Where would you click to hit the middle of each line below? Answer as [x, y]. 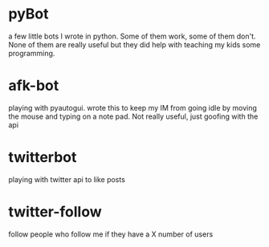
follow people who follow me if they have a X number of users [111, 234]
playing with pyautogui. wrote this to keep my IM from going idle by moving [132, 107]
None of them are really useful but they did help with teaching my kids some [134, 44]
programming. [32, 53]
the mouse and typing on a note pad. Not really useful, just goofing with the [133, 116]
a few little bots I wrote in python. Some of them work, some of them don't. [132, 36]
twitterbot [43, 158]
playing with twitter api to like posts [67, 179]
